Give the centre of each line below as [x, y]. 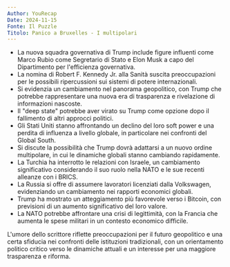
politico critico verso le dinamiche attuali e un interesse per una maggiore [112, 249]
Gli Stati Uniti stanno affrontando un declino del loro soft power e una [115, 126]
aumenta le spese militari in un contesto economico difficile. [103, 221]
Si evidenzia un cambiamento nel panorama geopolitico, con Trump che [119, 89]
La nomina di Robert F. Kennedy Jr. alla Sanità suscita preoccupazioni [116, 75]
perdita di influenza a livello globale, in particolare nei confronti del [112, 133]
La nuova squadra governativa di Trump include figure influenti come [115, 52]
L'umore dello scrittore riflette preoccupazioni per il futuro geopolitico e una [115, 235]
